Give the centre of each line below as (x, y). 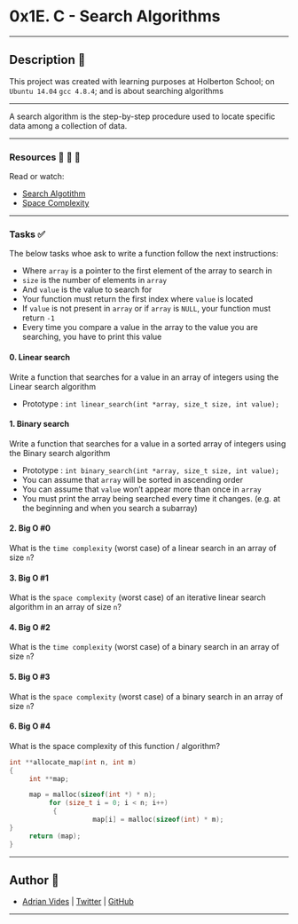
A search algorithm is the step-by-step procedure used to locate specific (142, 116)
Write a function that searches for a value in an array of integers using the (144, 377)
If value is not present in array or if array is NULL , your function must (146, 309)
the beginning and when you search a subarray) (110, 508)
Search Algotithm (54, 193)
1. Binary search (39, 424)
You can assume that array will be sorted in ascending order (133, 479)
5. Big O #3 (30, 676)
